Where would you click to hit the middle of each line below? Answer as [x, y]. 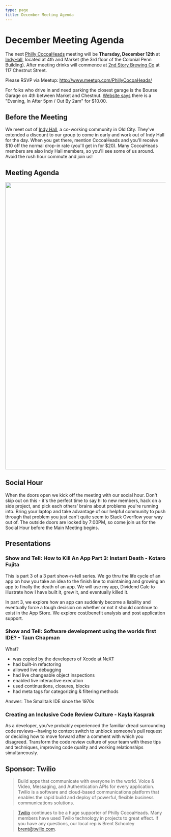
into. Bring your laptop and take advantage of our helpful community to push [85, 511]
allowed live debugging [37, 669]
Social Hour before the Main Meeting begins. [52, 528]
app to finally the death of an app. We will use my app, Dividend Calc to [80, 587]
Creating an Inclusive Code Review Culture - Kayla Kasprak [80, 714]
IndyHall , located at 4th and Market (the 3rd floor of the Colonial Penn [78, 60]
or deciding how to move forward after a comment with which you [74, 736]
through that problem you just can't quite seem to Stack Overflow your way [84, 517]
